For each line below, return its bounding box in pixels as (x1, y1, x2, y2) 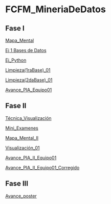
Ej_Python (5, 57, 27, 63)
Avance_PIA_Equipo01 (5, 87, 52, 93)
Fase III (5, 180, 29, 188)
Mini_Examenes (5, 125, 38, 131)
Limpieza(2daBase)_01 (5, 77, 53, 83)
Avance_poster (5, 193, 37, 199)
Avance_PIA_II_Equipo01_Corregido (5, 164, 80, 170)
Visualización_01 (5, 144, 40, 151)
